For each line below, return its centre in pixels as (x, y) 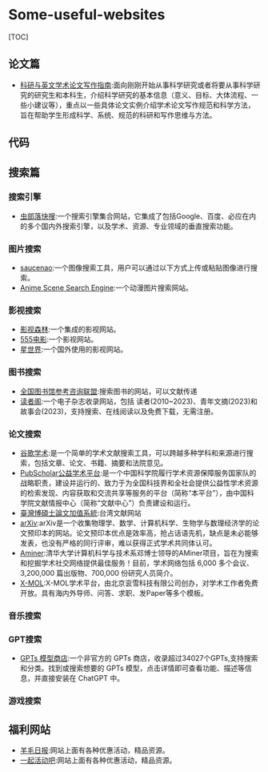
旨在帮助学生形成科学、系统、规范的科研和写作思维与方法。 (118, 115)
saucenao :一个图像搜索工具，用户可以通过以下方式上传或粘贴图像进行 (135, 268)
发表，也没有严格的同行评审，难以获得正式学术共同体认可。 (118, 543)
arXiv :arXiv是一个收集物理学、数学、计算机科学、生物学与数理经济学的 (136, 523)
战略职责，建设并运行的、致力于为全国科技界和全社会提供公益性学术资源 (139, 483)
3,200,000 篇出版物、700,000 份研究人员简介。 (98, 573)
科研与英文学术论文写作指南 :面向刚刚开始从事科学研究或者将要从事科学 (136, 85)
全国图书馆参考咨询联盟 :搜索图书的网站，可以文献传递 (108, 391)
